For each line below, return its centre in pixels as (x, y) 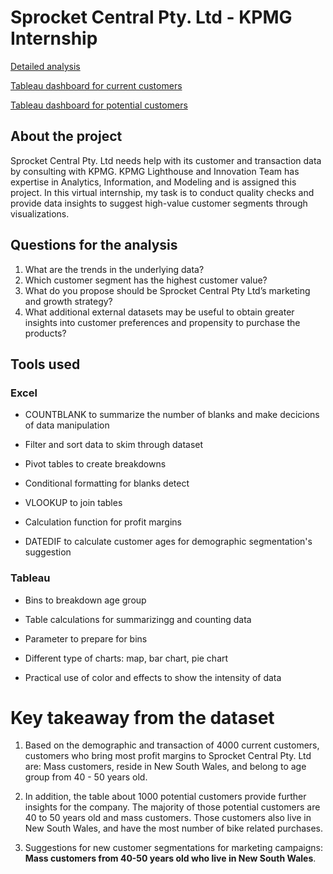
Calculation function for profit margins (103, 522)
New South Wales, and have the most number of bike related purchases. (174, 828)
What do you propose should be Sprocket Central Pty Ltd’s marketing (167, 290)
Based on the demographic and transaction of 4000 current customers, (172, 745)
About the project (66, 136)
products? (45, 333)
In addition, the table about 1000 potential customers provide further (165, 797)
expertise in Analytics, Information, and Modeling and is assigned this (153, 182)
